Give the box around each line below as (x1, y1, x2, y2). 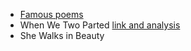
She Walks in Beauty (19, 30, 105, 41)
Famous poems (19, 9, 84, 20)
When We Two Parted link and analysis (19, 19, 181, 31)
